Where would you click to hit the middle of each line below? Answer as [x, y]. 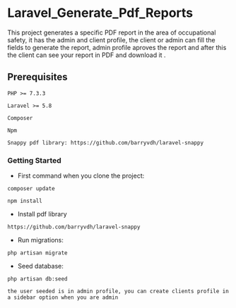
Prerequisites [37, 77]
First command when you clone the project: [81, 176]
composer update [31, 189]
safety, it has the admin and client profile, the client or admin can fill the [111, 39]
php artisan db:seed [38, 279]
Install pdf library [42, 214]
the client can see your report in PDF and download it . [87, 55]
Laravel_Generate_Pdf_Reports [100, 13]
